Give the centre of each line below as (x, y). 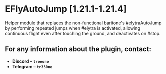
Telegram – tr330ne (32, 66)
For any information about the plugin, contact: (78, 49)
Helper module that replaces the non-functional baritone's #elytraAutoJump (83, 23)
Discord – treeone (31, 61)
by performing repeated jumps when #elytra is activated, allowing (73, 28)
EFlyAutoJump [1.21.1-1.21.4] (66, 9)
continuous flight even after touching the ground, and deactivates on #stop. (83, 33)
